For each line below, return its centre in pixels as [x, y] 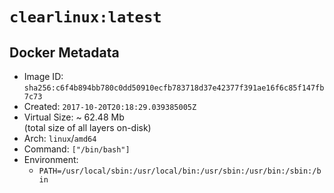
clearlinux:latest [85, 17]
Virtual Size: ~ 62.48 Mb [74, 117]
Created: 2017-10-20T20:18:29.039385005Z [110, 106]
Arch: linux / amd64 [60, 138]
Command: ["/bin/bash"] [77, 149]
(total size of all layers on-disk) [87, 127]
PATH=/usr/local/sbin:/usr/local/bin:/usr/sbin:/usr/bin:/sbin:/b [180, 171]
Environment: [51, 159]
